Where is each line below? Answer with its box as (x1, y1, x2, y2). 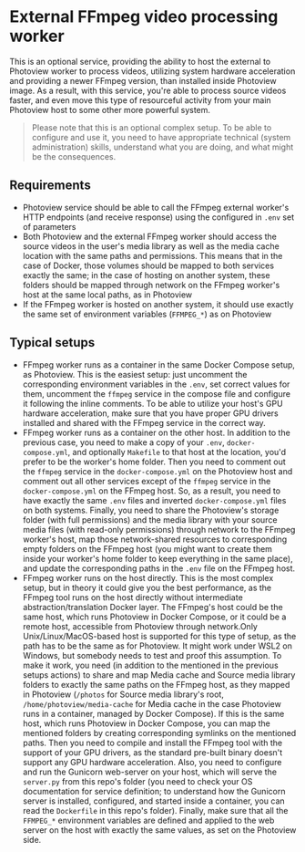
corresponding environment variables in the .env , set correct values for (22, 379, 290, 390)
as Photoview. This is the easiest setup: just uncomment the (22, 369, 248, 379)
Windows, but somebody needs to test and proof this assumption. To (22, 649, 282, 660)
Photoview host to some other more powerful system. (9, 104, 211, 115)
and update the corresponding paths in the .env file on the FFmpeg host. (22, 563, 296, 574)
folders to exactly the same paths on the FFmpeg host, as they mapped (22, 679, 290, 690)
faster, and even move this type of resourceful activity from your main (9, 94, 271, 106)
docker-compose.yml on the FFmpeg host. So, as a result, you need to (22, 485, 280, 496)
